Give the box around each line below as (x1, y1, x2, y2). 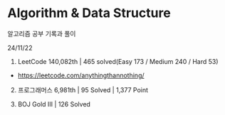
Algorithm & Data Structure (7, 5, 171, 21)
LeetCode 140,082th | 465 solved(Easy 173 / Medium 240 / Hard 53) (17, 57, 219, 65)
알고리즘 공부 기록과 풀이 (7, 29, 76, 38)
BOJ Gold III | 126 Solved (17, 99, 91, 108)
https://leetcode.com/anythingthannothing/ (17, 71, 145, 80)
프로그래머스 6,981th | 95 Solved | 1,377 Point (17, 85, 148, 94)
